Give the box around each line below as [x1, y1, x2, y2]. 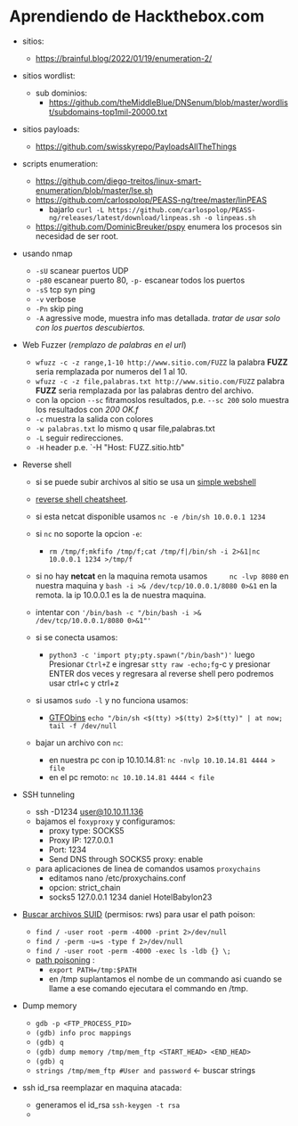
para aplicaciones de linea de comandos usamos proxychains [35, 863, 261, 874]
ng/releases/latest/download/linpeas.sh [48, 213, 201, 222]
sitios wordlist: [21, 70, 76, 81]
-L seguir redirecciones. [35, 432, 124, 443]
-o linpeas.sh [204, 213, 256, 222]
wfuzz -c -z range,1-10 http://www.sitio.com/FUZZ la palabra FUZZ [35, 357, 288, 367]
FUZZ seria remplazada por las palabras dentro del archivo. [35, 385, 254, 396]
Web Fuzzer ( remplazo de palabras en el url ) [21, 339, 187, 349]
